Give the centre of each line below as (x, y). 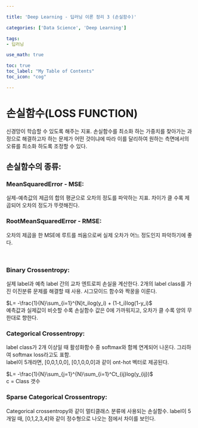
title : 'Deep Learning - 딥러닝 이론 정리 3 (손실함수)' (72, 17)
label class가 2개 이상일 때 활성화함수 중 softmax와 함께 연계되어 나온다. (91, 347)
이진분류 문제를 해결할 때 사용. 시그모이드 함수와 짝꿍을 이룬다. (85, 291)
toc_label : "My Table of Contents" (50, 71)
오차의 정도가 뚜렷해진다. (51, 205)
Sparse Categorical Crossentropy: (57, 397)
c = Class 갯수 (23, 381)
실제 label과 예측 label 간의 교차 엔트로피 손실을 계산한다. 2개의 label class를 (96, 283)
